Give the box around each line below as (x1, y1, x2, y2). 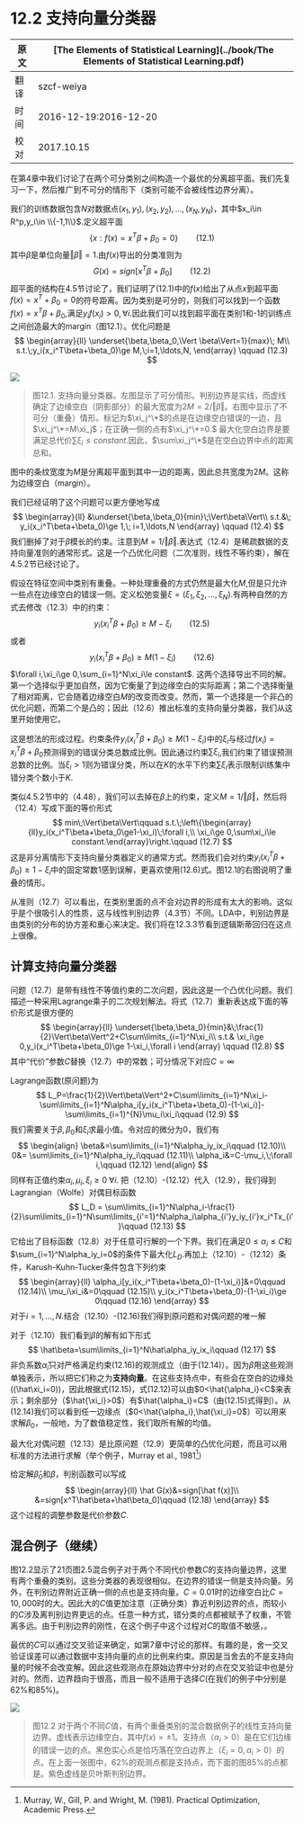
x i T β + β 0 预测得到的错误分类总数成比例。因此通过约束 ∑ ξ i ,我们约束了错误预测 (10, 745, 293, 759)
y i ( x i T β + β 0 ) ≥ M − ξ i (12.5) (94, 617, 210, 630)
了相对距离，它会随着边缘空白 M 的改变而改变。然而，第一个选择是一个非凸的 (10, 692, 293, 702)
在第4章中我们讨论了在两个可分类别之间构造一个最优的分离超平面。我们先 (10, 173, 284, 183)
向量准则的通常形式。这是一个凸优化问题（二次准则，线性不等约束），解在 (17, 548, 290, 559)
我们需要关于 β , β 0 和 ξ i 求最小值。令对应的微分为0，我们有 (10, 1123, 219, 1137)
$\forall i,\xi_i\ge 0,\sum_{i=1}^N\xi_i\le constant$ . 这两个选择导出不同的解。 (10, 669, 291, 680)
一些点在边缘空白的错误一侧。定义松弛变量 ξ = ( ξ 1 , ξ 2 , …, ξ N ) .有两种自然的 (10, 589, 281, 603)
